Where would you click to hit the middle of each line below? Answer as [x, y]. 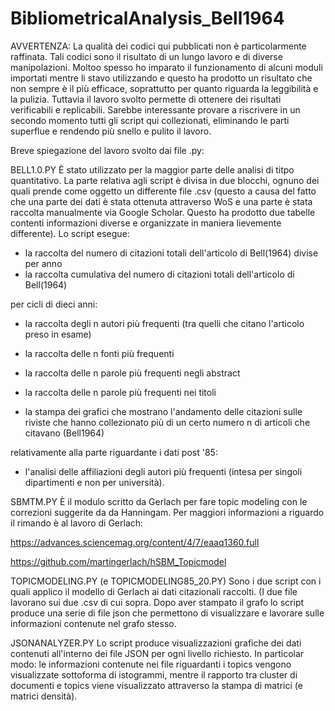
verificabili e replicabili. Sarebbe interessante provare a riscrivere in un [155, 109]
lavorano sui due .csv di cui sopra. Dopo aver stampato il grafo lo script [157, 602]
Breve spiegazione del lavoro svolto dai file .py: [107, 150]
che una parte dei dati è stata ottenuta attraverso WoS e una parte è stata [161, 201]
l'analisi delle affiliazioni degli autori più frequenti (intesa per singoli [163, 471]
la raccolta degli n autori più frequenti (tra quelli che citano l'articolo [164, 323]
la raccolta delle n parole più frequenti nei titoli [120, 392]
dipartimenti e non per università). [94, 482]
